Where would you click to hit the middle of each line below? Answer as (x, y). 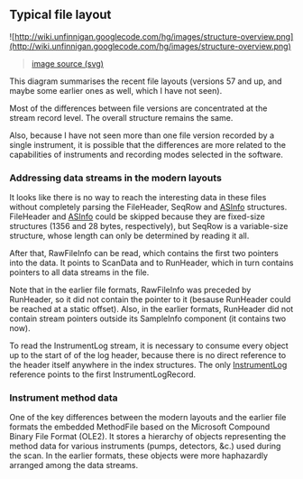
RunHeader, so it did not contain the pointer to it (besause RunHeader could (150, 299)
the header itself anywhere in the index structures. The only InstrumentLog (148, 365)
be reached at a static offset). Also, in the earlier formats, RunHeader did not (151, 309)
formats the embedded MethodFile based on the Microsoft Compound (140, 427)
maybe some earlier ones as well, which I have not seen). (116, 90)
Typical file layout (60, 15)
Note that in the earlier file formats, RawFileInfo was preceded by (130, 290)
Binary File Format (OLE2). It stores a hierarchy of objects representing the (148, 437)
